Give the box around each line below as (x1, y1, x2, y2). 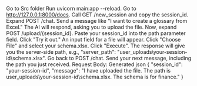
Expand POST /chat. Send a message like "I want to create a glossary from (6, 18, 188, 24)
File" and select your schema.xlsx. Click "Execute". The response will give (6, 42, 185, 49)
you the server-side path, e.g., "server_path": (6, 49, 116, 55)
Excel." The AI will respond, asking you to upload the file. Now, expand (6, 23, 177, 30)
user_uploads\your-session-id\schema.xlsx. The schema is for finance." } (6, 73, 183, 80)
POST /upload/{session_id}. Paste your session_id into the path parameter (6, 30, 186, 37)
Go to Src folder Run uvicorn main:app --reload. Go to (6, 5, 136, 12)
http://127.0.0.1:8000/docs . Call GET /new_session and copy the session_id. (6, 11, 189, 18)
